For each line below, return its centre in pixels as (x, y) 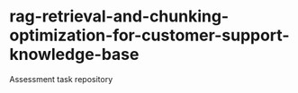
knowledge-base (74, 55)
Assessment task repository (61, 79)
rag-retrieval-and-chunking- (119, 17)
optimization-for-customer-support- (149, 35)
